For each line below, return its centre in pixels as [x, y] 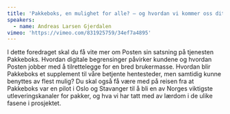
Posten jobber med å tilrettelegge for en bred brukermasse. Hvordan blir [109, 67]
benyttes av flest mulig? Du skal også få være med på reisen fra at [101, 81]
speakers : [21, 20]
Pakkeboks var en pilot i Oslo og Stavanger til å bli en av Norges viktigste [110, 89]
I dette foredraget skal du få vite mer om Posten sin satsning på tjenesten [111, 52]
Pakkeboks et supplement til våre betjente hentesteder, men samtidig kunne [114, 74]
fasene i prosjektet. [34, 103]
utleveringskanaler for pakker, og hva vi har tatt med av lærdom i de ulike [110, 96]
